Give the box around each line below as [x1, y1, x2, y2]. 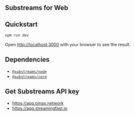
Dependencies [5, 55, 50, 64]
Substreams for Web [5, 4, 68, 12]
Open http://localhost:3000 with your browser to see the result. [5, 42, 131, 48]
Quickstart [5, 20, 38, 28]
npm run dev [5, 33, 29, 38]
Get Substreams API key [5, 88, 80, 96]
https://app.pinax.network [12, 100, 64, 106]
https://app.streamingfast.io [12, 105, 67, 111]
